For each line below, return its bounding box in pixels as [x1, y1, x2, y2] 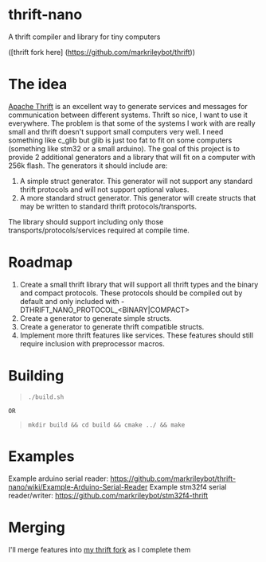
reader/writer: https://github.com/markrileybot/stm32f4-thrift [8, 490, 209, 500]
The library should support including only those [8, 217, 164, 226]
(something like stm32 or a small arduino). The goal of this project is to [8, 143, 241, 153]
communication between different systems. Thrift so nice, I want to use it [8, 110, 248, 119]
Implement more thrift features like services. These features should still [19, 330, 253, 340]
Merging [8, 518, 65, 537]
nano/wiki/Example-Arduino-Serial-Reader [8, 482, 148, 491]
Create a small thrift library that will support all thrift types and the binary [19, 279, 259, 289]
